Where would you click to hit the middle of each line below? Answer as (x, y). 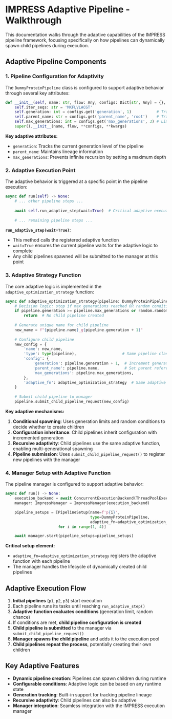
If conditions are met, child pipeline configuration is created (77, 622)
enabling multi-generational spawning (53, 449)
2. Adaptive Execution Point (40, 170)
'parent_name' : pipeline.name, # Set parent (92, 368)
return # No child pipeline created (64, 316)
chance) (21, 617)
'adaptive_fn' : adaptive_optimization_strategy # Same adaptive (95, 382)
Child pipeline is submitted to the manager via (62, 628)
